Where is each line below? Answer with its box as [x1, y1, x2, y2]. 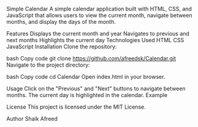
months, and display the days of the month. [6, 18, 116, 25]
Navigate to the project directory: [6, 61, 90, 68]
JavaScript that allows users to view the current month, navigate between [6, 12, 192, 19]
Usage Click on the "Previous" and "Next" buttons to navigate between [6, 85, 186, 92]
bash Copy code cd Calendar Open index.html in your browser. [6, 73, 166, 80]
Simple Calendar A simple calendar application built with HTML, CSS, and [6, 5, 192, 12]
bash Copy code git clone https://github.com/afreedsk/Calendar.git [6, 55, 176, 62]
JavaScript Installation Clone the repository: [6, 43, 117, 50]
